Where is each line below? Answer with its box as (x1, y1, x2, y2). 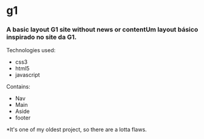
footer (15, 114, 31, 121)
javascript (15, 71, 40, 79)
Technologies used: (6, 47, 56, 54)
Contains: (6, 83, 30, 90)
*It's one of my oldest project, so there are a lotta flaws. (6, 126, 147, 134)
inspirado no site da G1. (6, 33, 77, 41)
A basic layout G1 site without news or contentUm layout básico (6, 25, 199, 34)
